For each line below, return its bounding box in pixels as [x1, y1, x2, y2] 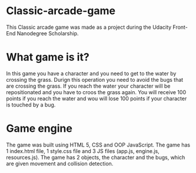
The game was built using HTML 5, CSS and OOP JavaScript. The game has [6, 141, 190, 148]
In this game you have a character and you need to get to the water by [6, 69, 177, 77]
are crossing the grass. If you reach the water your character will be [6, 82, 171, 89]
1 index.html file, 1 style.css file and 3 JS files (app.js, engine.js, [6, 147, 160, 154]
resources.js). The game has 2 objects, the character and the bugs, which [6, 154, 185, 161]
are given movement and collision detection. [6, 160, 114, 167]
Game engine [6, 122, 72, 135]
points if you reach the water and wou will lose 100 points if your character [6, 95, 187, 102]
